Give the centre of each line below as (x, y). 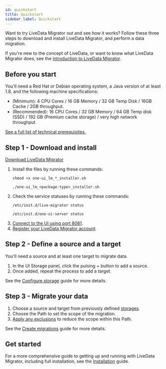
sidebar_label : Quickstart (33, 19)
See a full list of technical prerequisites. (45, 132)
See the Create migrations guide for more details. (56, 328)
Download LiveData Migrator (34, 159)
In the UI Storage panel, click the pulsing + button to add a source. (80, 266)
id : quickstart (21, 10)
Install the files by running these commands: (58, 169)
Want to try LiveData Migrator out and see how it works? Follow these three (82, 33)
